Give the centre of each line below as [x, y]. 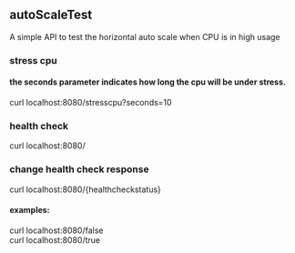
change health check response [79, 169]
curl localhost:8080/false [56, 230]
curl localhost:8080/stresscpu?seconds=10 [91, 102]
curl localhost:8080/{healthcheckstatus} [86, 189]
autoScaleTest [51, 15]
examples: [30, 210]
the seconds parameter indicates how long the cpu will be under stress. [148, 82]
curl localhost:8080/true [55, 239]
